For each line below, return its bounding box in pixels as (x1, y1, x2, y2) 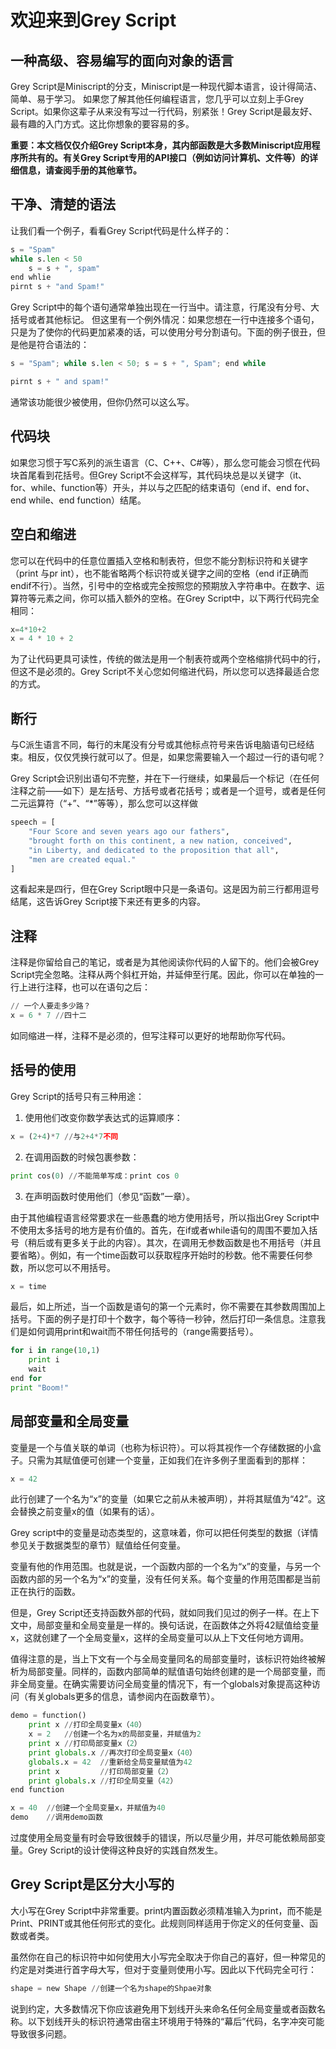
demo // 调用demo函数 (10, 1812, 103, 1823)
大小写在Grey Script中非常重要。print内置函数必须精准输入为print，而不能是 (10, 1904, 323, 1916)
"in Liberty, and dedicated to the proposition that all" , (28, 845, 280, 855)
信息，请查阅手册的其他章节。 (18, 164, 142, 176)
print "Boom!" (10, 1382, 70, 1393)
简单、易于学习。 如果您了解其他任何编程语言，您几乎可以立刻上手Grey (10, 93, 305, 105)
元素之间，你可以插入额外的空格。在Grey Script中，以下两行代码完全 (36, 592, 320, 604)
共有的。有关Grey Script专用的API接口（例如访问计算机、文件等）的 (27, 152, 310, 163)
